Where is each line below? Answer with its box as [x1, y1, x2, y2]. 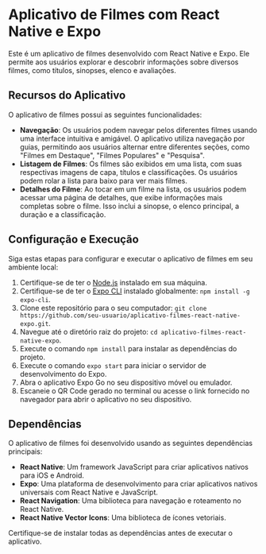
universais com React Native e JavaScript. [19, 487, 159, 498]
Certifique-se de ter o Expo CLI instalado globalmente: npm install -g [19, 286, 250, 296]
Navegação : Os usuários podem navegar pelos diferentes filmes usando [19, 125, 258, 134]
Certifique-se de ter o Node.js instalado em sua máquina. [19, 277, 208, 287]
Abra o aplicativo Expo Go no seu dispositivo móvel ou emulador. [19, 378, 233, 387]
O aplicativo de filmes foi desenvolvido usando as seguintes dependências [8, 439, 253, 448]
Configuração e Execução [8, 233, 139, 246]
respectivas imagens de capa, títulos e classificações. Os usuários [19, 167, 238, 176]
